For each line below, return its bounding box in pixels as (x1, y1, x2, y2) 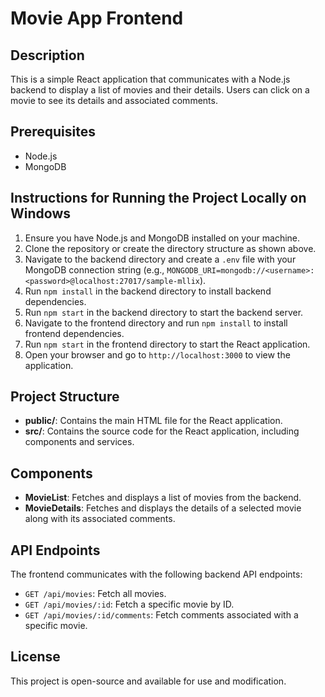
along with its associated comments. (24, 513, 176, 525)
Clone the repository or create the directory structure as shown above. (24, 242, 317, 254)
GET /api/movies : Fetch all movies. (24, 588, 167, 600)
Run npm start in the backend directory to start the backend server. (24, 306, 304, 318)
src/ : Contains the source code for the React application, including (24, 425, 300, 437)
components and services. (24, 436, 135, 448)
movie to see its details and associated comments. (10, 95, 218, 106)
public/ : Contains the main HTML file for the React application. (24, 415, 283, 427)
